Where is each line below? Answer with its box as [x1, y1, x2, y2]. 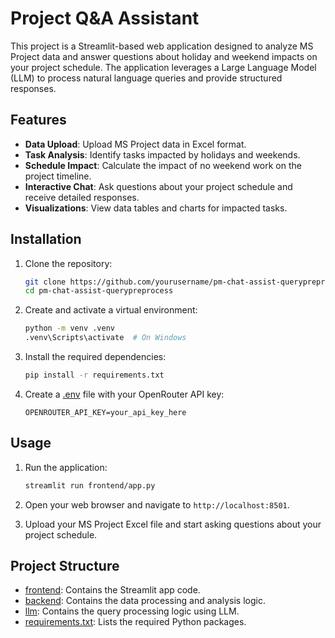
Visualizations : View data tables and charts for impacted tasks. [24, 202, 288, 214]
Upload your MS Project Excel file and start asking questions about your [24, 518, 322, 530]
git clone [24, 277, 67, 287]
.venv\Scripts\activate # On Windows [24, 333, 187, 343]
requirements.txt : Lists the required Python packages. [24, 616, 247, 628]
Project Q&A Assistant [10, 7, 200, 30]
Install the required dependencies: [24, 351, 167, 363]
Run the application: [24, 461, 108, 473]
